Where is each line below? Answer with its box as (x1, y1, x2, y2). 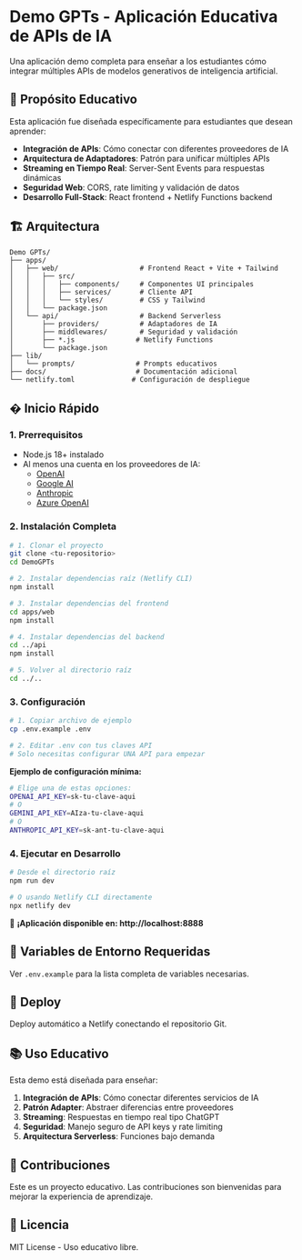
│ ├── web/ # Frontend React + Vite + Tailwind (9, 264, 279, 273)
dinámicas (22, 172, 62, 183)
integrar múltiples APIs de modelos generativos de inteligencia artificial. (9, 65, 278, 76)
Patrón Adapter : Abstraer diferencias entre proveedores (22, 1102, 234, 1113)
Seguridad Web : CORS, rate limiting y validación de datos (22, 182, 240, 193)
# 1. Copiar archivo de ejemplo (9, 716, 132, 725)
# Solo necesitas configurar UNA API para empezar (9, 749, 206, 758)
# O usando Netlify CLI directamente (9, 893, 153, 902)
